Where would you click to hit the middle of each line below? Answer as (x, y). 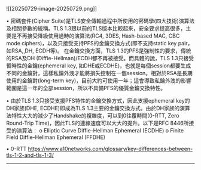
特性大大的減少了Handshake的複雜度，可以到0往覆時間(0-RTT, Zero (95, 115)
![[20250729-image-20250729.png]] (52, 9)
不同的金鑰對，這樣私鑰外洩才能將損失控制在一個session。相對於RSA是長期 (100, 73)
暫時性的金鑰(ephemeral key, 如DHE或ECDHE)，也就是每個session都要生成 (99, 66)
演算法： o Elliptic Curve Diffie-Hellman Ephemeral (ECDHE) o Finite (100, 130)
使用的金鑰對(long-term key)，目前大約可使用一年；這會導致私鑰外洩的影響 (99, 81)
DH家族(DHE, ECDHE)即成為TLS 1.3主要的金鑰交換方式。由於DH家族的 (93, 108)
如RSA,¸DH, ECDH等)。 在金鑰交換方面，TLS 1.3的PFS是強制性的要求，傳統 (99, 51)
